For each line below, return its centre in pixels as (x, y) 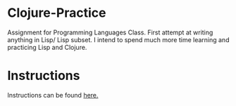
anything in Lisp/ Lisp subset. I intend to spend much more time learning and (118, 39)
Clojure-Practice (57, 13)
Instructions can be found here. (53, 95)
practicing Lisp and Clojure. (47, 47)
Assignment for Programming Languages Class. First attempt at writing (110, 32)
